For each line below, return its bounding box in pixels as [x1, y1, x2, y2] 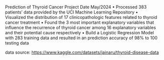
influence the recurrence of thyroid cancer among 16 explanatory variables [5, 25, 156, 30]
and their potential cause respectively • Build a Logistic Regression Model [5, 30, 154, 35]
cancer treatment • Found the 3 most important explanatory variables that [5, 19, 154, 25]
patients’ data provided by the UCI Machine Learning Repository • [5, 9, 139, 15]
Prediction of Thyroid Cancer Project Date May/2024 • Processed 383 [5, 4, 147, 10]
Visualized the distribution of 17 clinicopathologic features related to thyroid [5, 15, 158, 20]
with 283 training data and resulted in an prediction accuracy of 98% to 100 [5, 35, 158, 41]
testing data [5, 40, 29, 45]
